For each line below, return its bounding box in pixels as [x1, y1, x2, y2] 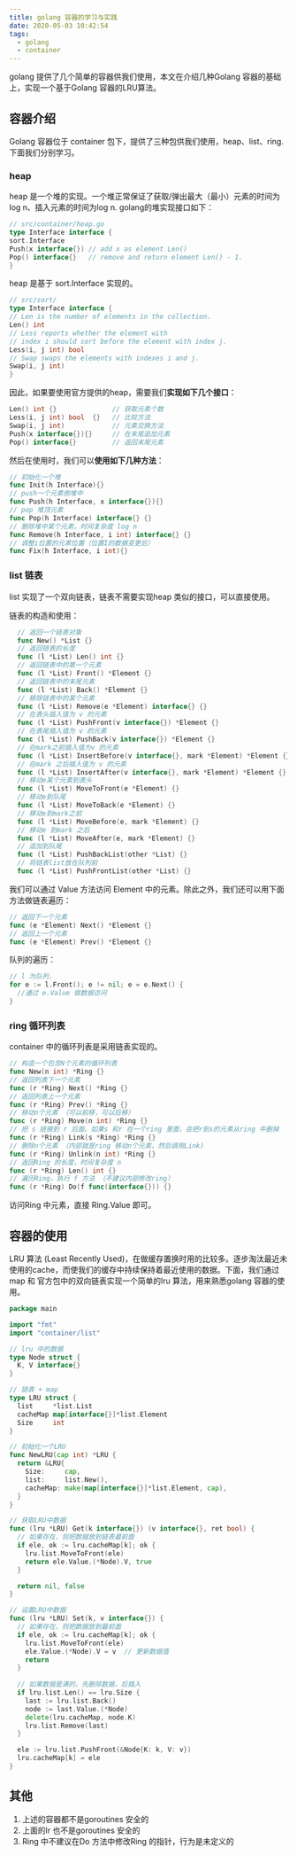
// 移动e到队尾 [17, 792, 66, 802]
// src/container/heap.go [9, 220, 104, 229]
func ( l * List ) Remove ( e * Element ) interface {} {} [17, 702, 208, 711]
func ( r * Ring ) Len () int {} [9, 1166, 117, 1175]
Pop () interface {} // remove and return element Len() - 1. [9, 253, 243, 261]
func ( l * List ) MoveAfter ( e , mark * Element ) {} [17, 834, 196, 843]
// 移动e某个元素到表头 [17, 776, 93, 785]
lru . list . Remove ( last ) [25, 1721, 109, 1730]
